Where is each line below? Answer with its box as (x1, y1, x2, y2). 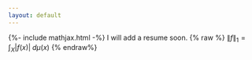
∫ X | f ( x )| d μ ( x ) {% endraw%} (8, 43, 98, 55)
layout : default (8, 11, 61, 19)
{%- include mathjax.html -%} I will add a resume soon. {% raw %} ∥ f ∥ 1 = (8, 33, 246, 44)
